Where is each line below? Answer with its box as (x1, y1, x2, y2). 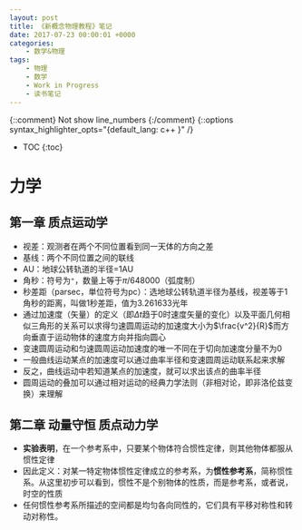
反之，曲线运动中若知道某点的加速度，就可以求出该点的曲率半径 (22, 365, 261, 377)
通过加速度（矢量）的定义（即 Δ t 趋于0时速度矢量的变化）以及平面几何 (22, 309, 283, 319)
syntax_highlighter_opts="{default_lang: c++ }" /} (9, 123, 194, 134)
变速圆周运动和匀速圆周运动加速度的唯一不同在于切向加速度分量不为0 (22, 342, 283, 354)
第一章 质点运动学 (9, 215, 108, 231)
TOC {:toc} (22, 142, 63, 152)
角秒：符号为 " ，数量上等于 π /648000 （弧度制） (22, 274, 200, 286)
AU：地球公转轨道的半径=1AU (22, 263, 134, 274)
